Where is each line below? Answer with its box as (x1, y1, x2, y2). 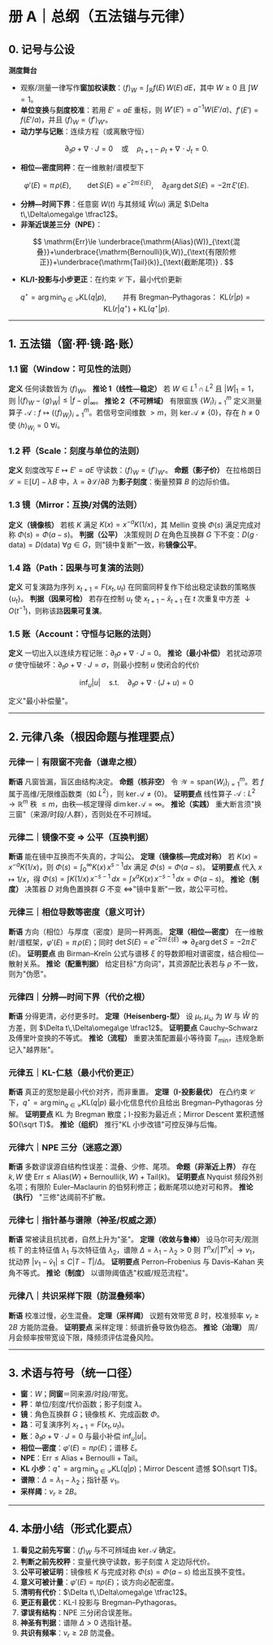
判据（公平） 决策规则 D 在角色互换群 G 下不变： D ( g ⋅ (79, 530, 258, 539)
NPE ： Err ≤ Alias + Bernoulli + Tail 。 (19, 1453, 142, 1463)
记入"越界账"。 (8, 1045, 58, 1054)
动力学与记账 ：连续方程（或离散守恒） (19, 127, 149, 137)
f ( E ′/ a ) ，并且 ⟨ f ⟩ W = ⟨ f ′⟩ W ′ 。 (19, 115, 113, 127)
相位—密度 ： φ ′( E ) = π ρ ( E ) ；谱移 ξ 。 (19, 1442, 142, 1452)
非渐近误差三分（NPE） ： (19, 219, 103, 229)
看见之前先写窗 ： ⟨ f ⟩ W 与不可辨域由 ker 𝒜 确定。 (19, 1545, 180, 1556)
